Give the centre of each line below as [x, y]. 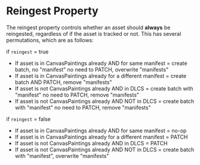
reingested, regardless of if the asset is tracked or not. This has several [94, 33]
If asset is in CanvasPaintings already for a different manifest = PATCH [101, 137]
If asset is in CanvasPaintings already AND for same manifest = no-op [101, 130]
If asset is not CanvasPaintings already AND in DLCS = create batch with [104, 88]
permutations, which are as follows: [50, 40]
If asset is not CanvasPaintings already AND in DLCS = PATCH [91, 143]
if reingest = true [27, 51]
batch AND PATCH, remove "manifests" [63, 82]
